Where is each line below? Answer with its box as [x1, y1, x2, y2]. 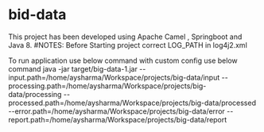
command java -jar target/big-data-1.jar [8, 64, 138, 73]
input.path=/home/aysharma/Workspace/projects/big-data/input [8, 72, 220, 82]
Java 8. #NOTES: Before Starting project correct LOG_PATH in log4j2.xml [8, 40, 248, 49]
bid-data [8, 6, 67, 24]
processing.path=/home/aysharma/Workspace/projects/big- [8, 81, 207, 91]
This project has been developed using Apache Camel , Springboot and [8, 32, 243, 41]
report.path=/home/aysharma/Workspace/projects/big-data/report [8, 115, 227, 124]
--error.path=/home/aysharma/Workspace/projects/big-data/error [8, 106, 225, 116]
